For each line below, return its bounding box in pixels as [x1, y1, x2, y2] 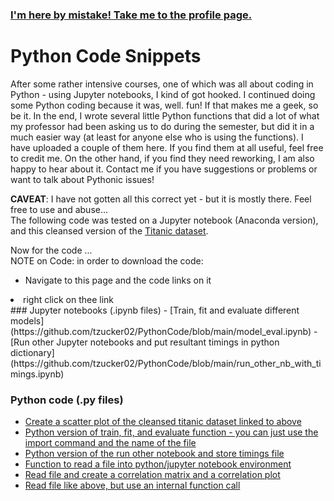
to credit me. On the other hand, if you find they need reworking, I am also [10, 152, 315, 164]
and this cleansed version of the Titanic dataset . [10, 224, 209, 237]
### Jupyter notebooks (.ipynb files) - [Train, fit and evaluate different [10, 304, 300, 316]
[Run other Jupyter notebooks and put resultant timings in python [10, 336, 280, 348]
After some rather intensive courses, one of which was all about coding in [10, 78, 314, 90]
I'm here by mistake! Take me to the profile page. [10, 8, 253, 22]
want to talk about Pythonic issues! [10, 173, 155, 185]
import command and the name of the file [24, 437, 197, 449]
